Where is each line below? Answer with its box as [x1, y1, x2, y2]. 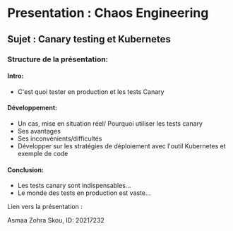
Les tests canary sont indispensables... [17, 182, 131, 190]
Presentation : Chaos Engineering [7, 5, 209, 21]
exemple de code [17, 149, 68, 158]
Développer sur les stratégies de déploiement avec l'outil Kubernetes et [17, 141, 226, 150]
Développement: [7, 104, 58, 112]
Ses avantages [17, 126, 61, 135]
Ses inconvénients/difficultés [17, 134, 102, 143]
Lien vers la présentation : [7, 203, 83, 211]
